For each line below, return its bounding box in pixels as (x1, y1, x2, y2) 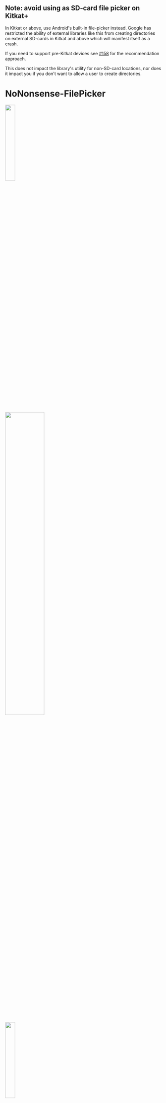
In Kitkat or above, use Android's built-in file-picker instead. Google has (5, 25, 152, 31)
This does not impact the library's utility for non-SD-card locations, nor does (5, 65, 162, 71)
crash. (5, 41, 18, 47)
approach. (5, 56, 26, 62)
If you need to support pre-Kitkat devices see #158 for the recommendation (5, 50, 160, 56)
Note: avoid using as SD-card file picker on (5, 4, 140, 12)
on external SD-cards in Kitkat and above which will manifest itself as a (5, 35, 150, 41)
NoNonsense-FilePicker (5, 88, 106, 99)
